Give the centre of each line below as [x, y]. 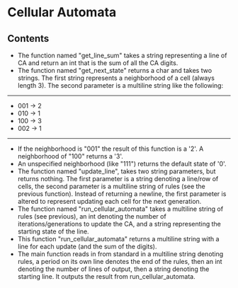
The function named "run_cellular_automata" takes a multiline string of [120, 209]
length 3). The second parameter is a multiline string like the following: [120, 85]
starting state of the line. [53, 231]
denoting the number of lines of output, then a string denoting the [113, 269]
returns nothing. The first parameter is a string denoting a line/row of [118, 179]
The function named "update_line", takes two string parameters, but [117, 171]
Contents [28, 39]
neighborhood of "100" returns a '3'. [70, 156]
